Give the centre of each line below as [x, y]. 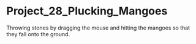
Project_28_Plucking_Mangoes [87, 11]
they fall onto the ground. [38, 34]
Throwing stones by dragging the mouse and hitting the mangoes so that [98, 28]
